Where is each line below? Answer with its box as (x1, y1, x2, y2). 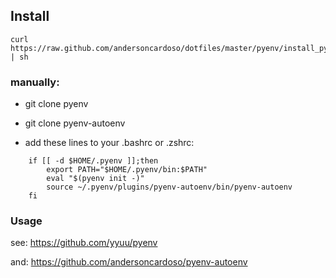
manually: (10, 75, 60, 89)
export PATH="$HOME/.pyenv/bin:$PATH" (46, 165, 208, 175)
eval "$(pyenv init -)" (46, 174, 145, 184)
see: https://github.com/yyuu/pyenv (10, 237, 158, 249)
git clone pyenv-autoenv (24, 117, 126, 129)
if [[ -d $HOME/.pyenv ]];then (28, 156, 159, 166)
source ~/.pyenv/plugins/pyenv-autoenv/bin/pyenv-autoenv (46, 182, 293, 193)
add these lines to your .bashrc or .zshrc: (24, 137, 195, 149)
